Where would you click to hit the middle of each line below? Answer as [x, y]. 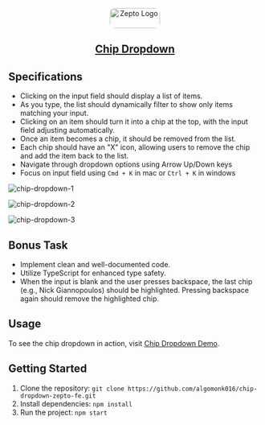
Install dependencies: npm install [76, 403]
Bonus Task [38, 245]
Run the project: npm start [63, 412]
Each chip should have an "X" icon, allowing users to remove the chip [135, 147]
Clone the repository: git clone [72, 388]
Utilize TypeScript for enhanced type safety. [93, 273]
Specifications [45, 76]
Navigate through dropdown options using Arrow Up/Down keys [126, 164]
